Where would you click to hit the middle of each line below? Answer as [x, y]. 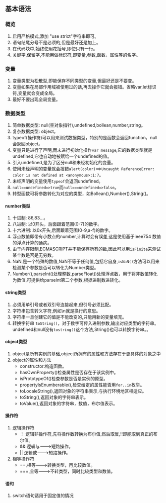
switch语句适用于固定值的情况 [43, 496]
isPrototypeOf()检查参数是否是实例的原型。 [64, 378]
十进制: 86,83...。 [30, 218]
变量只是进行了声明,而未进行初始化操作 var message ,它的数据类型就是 [82, 150]
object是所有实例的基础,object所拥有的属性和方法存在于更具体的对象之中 [86, 353]
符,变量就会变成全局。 [35, 93]
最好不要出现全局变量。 [36, 99]
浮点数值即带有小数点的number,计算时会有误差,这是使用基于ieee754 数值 [86, 237]
